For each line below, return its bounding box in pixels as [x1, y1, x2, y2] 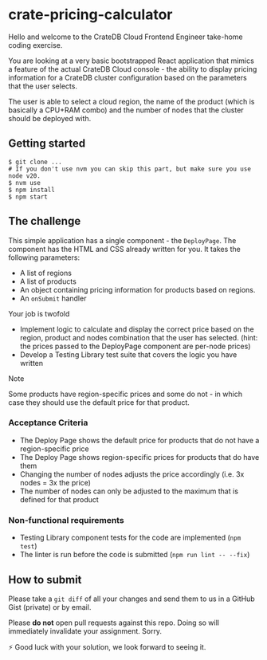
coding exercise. [8, 40, 63, 49]
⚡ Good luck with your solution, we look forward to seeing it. [8, 642, 206, 651]
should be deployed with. [8, 113, 92, 123]
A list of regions [19, 268, 72, 277]
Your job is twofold [8, 308, 70, 318]
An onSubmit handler [19, 293, 87, 303]
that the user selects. [8, 81, 78, 91]
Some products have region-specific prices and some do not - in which [8, 389, 243, 399]
